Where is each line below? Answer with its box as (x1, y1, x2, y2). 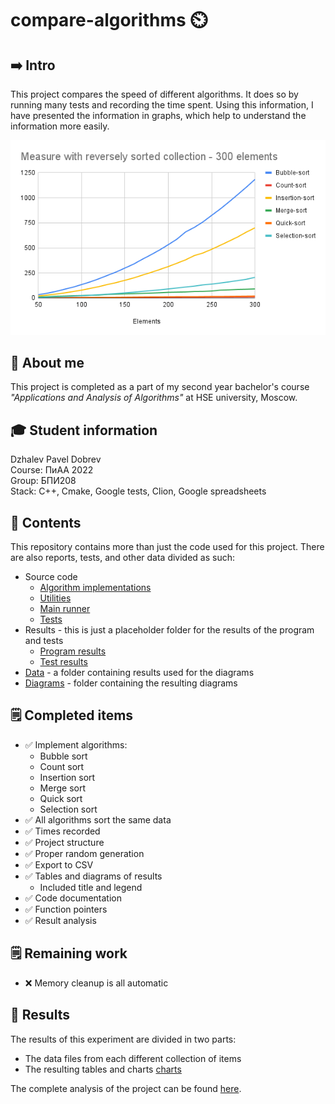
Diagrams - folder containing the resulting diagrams (24, 677, 238, 689)
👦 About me (10, 355, 85, 372)
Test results (39, 656, 88, 668)
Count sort (39, 760, 85, 772)
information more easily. (10, 120, 110, 132)
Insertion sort (39, 771, 96, 783)
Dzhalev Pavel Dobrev (10, 453, 102, 466)
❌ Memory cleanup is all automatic (24, 977, 169, 989)
